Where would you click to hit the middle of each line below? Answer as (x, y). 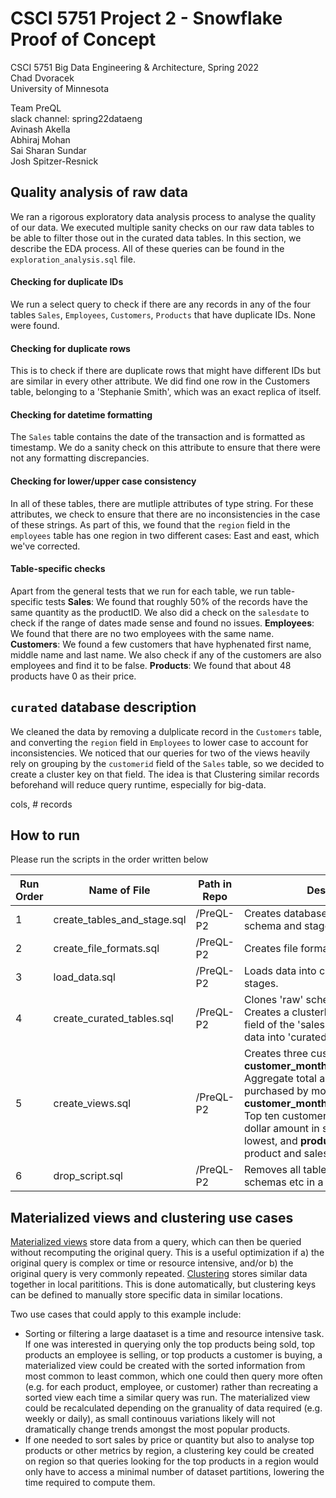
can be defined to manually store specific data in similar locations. (146, 1295)
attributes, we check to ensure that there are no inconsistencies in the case (165, 514)
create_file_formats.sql (106, 949)
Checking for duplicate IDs (67, 282)
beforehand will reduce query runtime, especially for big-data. (138, 784)
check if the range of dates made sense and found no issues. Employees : (162, 623)
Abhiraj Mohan (40, 139)
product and (272, 1154)
